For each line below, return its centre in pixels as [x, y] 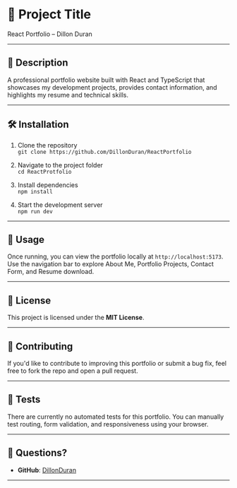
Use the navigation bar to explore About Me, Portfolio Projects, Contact [110, 264]
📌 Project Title [49, 14]
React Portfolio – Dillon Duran [50, 34]
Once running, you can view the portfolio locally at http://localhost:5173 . [115, 256]
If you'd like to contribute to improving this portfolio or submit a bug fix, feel [117, 363]
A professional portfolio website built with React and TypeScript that [106, 80]
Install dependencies [48, 185]
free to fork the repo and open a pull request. [73, 371]
